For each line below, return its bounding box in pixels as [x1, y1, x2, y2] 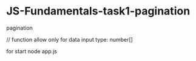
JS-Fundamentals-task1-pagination [6, 4, 191, 18]
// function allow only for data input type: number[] [6, 36, 133, 43]
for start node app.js [6, 47, 58, 55]
